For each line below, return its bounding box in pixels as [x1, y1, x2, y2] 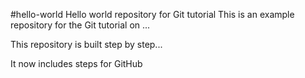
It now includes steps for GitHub [10, 58, 143, 69]
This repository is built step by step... [10, 39, 163, 50]
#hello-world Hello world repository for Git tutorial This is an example [10, 9, 295, 20]
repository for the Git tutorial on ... [10, 19, 151, 31]
